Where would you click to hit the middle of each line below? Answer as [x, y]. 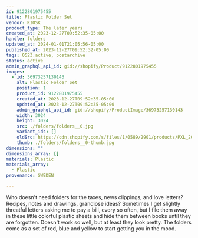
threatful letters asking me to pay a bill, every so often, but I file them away [97, 210]
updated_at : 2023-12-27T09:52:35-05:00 [66, 104]
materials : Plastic [30, 159]
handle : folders [26, 39]
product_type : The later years [44, 28]
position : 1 [31, 88]
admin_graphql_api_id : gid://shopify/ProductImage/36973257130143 [100, 110]
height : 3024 [33, 121]
